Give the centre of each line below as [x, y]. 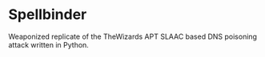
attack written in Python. [49, 44]
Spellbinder [48, 15]
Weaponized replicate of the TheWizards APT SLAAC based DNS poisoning [133, 36]
